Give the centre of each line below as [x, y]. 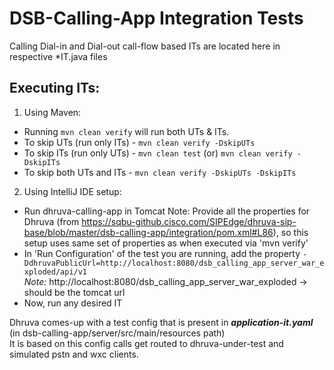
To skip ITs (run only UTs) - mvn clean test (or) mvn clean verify [158, 153]
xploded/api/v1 [55, 272]
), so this [290, 232]
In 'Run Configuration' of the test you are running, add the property [162, 253]
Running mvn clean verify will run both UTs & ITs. [126, 131]
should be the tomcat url [74, 292]
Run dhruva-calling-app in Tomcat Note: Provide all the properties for [167, 211]
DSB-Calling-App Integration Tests [156, 18]
